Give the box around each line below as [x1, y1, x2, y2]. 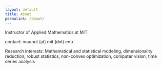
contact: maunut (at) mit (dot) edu [5, 39, 73, 45]
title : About [5, 12, 32, 17]
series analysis [5, 59, 35, 65]
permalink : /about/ [5, 16, 45, 21]
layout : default [5, 7, 38, 12]
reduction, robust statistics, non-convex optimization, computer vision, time [5, 53, 157, 59]
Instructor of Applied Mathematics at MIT [5, 30, 88, 35]
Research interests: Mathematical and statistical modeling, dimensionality [5, 48, 153, 54]
